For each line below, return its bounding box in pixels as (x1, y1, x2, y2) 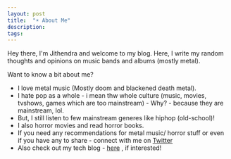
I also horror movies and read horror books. (17, 121, 144, 130)
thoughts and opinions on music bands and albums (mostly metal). (7, 57, 201, 65)
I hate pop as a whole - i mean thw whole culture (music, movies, (17, 91, 206, 100)
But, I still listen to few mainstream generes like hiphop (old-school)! (17, 114, 215, 122)
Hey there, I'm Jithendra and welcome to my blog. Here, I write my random (7, 49, 224, 58)
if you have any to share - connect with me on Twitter (17, 136, 173, 145)
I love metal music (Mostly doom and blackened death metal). (17, 84, 197, 92)
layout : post (7, 10, 46, 18)
